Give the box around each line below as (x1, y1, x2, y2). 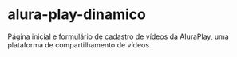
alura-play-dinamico (7, 6, 147, 24)
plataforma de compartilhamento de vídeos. (7, 40, 152, 49)
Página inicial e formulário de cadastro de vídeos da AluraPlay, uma (7, 32, 229, 41)
